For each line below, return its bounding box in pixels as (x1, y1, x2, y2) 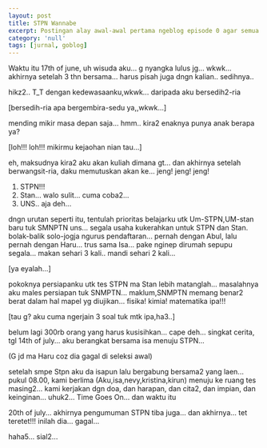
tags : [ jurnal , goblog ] (8, 42, 88, 50)
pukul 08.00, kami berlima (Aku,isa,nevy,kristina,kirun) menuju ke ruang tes (8, 375, 257, 385)
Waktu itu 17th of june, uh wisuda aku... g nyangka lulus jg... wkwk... (8, 63, 232, 73)
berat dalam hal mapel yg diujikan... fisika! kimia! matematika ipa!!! (8, 297, 226, 306)
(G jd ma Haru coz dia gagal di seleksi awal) (8, 351, 153, 361)
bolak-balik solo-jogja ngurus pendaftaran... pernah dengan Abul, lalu (8, 231, 237, 241)
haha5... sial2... (8, 432, 58, 442)
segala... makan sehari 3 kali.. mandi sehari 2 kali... (8, 249, 176, 258)
